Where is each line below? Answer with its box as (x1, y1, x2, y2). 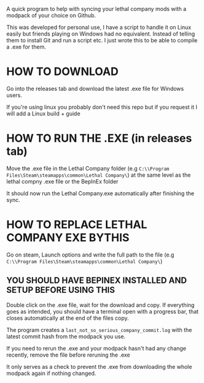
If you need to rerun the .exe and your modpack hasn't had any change (6, 344, 186, 352)
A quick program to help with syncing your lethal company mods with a (6, 6, 187, 12)
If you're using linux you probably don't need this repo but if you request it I (6, 103, 198, 110)
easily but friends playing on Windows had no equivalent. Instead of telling (6, 30, 195, 37)
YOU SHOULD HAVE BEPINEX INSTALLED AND (6, 276, 187, 286)
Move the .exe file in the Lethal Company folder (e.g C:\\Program (6, 164, 170, 172)
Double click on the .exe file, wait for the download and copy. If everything (6, 301, 195, 309)
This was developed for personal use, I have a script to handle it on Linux (6, 24, 192, 31)
